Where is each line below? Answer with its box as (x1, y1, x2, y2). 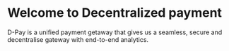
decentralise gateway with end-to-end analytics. (7, 35, 149, 43)
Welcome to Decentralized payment (7, 5, 223, 21)
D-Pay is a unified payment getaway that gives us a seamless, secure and (7, 28, 223, 36)
